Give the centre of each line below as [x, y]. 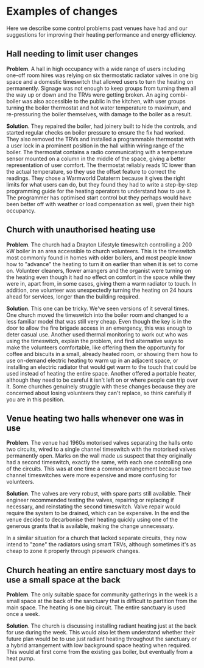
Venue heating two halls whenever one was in [95, 418]
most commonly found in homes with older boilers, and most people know [99, 258]
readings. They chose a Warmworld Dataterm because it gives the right [96, 178]
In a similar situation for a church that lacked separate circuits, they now [97, 538]
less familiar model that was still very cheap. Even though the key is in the [99, 321]
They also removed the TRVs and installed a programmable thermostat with [101, 139]
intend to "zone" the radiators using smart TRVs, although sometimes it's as [101, 544]
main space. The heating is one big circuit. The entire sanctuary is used [96, 607]
